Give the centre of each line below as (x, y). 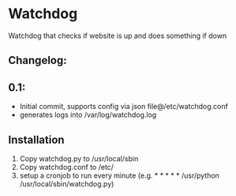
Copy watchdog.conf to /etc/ (67, 167)
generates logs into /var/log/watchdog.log (88, 115)
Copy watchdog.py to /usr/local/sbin (79, 158)
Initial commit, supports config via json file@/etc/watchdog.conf (124, 107)
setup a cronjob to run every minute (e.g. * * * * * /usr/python (119, 175)
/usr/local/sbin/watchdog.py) (67, 183)
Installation (36, 139)
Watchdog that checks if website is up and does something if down (118, 36)
